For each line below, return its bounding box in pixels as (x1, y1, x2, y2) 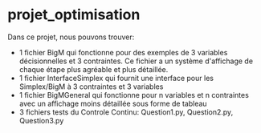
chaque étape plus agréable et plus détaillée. (18, 64, 169, 74)
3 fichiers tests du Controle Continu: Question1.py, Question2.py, (18, 107, 234, 117)
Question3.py (18, 115, 64, 125)
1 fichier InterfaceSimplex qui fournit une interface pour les (18, 73, 214, 83)
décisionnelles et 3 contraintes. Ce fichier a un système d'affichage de (18, 56, 254, 66)
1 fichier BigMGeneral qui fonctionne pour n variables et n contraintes (18, 90, 250, 99)
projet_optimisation (7, 6, 141, 24)
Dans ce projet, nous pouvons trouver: (7, 32, 135, 42)
